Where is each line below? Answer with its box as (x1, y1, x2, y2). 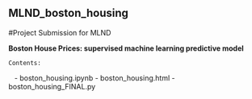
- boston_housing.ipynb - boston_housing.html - (14, 72, 175, 83)
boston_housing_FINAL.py (8, 81, 96, 91)
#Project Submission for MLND (8, 27, 111, 37)
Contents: (8, 59, 42, 67)
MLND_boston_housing (8, 6, 129, 20)
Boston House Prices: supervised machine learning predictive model (8, 43, 244, 53)
